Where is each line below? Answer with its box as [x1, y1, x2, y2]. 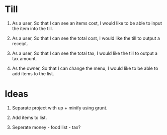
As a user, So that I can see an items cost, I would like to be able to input [12, 20, 162, 26]
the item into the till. [12, 25, 53, 31]
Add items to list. [12, 114, 47, 120]
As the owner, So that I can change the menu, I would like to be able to [12, 65, 158, 71]
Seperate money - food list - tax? [12, 124, 81, 130]
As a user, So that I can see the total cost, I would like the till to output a [12, 35, 160, 41]
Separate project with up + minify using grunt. [12, 104, 108, 111]
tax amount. [12, 55, 37, 61]
